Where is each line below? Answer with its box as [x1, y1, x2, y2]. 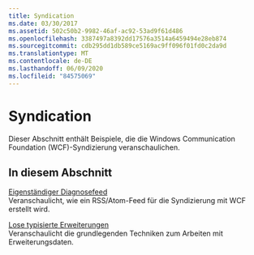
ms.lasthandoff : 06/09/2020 [8, 65, 104, 73]
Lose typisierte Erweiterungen [8, 220, 110, 230]
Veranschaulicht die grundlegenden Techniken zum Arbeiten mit [8, 228, 223, 239]
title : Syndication [8, 11, 75, 20]
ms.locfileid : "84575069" [8, 72, 96, 80]
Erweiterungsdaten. [8, 237, 75, 247]
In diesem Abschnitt [8, 165, 112, 179]
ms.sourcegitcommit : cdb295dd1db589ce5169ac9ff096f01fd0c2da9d [8, 42, 227, 50]
